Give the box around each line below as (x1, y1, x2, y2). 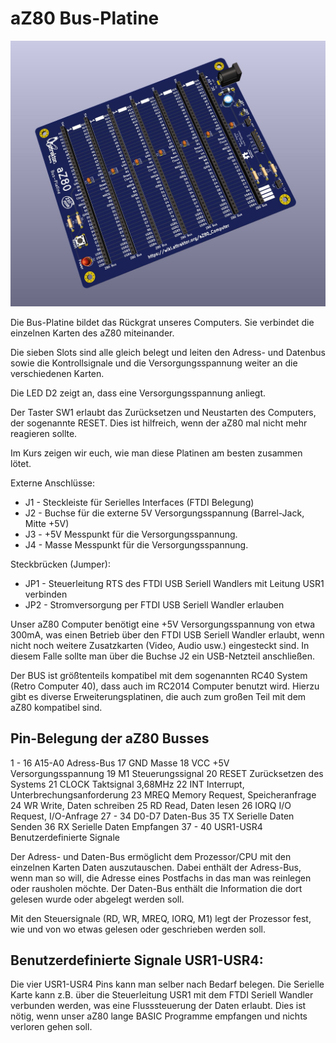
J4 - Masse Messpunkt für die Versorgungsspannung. (24, 538, 249, 551)
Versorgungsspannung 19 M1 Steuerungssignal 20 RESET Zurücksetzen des (10, 767, 324, 779)
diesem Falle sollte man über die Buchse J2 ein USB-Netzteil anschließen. (10, 650, 316, 662)
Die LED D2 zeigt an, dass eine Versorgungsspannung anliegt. (10, 387, 267, 399)
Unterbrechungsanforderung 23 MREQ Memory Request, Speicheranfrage (10, 788, 317, 801)
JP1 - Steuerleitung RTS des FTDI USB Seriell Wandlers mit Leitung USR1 (24, 577, 325, 589)
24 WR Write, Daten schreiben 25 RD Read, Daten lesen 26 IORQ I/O (10, 799, 292, 811)
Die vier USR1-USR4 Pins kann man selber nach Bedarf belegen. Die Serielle (10, 978, 325, 991)
